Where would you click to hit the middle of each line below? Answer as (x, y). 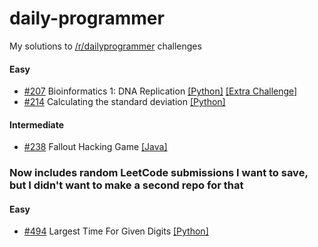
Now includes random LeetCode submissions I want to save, (159, 173)
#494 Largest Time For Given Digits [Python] (116, 231)
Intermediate (36, 124)
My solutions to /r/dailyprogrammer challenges (105, 46)
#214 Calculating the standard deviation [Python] (124, 102)
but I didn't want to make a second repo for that (126, 185)
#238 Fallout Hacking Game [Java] (95, 147)
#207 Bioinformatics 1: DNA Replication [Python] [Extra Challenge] (160, 91)
